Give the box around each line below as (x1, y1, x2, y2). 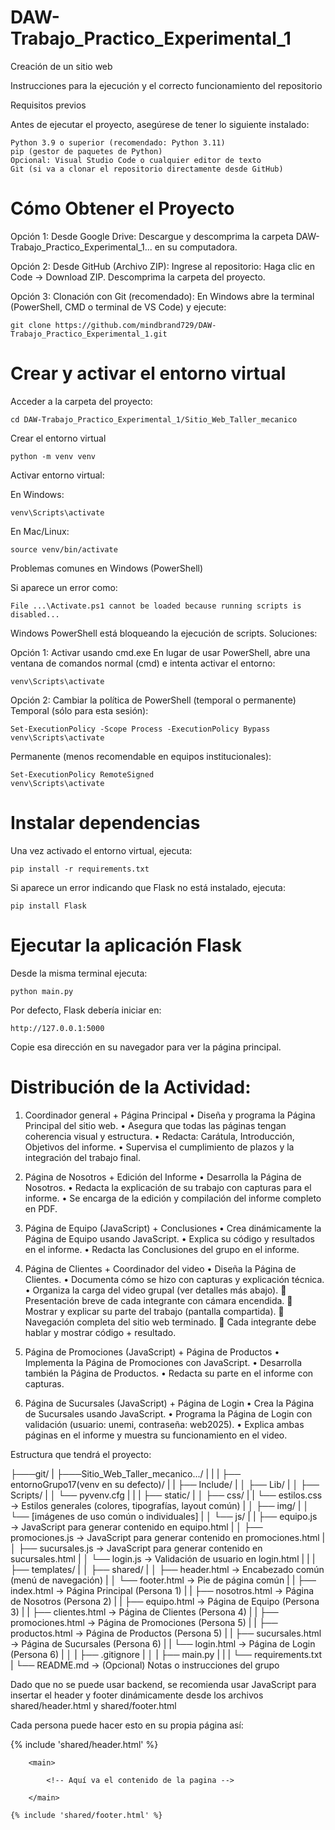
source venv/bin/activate (10, 544, 118, 555)
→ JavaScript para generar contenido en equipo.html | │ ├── (10, 1521, 263, 1533)
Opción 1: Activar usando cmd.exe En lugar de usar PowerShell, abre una (10, 646, 311, 658)
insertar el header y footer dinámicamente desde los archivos (10, 1689, 264, 1701)
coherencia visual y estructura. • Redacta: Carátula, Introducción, (24, 1130, 295, 1142)
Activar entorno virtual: (10, 469, 105, 481)
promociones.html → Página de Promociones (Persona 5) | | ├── (10, 1616, 278, 1628)
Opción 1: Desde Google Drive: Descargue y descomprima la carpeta (10, 230, 294, 242)
